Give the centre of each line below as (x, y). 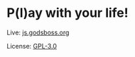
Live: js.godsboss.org (38, 32)
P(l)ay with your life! (67, 13)
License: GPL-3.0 (32, 46)
